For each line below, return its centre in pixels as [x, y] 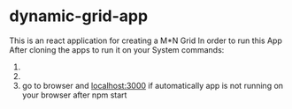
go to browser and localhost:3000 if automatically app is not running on [153, 85]
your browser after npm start [74, 95]
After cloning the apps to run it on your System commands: [117, 49]
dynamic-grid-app [79, 16]
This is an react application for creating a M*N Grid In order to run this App [146, 40]
